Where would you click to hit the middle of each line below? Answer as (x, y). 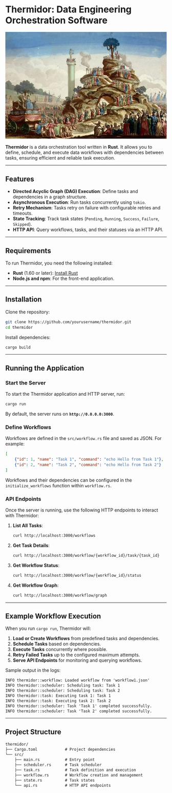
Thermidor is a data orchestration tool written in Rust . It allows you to (79, 147)
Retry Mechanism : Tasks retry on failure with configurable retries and (87, 208)
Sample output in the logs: (33, 671)
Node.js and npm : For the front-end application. (63, 278)
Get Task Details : (31, 545)
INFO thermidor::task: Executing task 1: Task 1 (58, 696)
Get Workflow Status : (36, 565)
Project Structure (33, 732)
